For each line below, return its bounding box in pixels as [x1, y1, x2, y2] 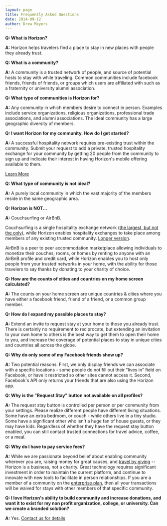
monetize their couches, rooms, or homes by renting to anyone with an [5, 250, 151, 256]
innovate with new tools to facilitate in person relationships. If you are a [5, 474, 151, 480]
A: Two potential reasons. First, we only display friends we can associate [5, 361, 155, 367]
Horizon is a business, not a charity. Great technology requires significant [5, 464, 156, 470]
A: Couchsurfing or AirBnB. [5, 215, 61, 221]
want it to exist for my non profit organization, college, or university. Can [5, 500, 159, 506]
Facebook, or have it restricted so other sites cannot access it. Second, [5, 372, 152, 378]
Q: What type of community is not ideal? [5, 180, 91, 186]
